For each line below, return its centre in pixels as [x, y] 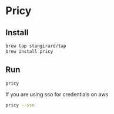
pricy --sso [20, 105]
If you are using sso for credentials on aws [57, 95]
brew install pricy [29, 51]
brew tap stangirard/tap [36, 46]
